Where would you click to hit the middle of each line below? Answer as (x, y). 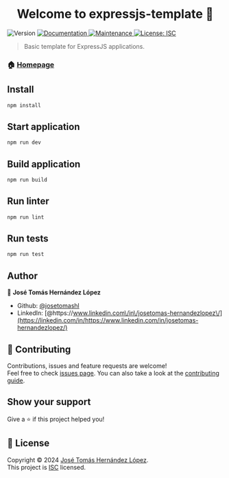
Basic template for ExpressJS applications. (84, 46)
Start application (44, 127)
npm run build (27, 180)
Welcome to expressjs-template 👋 (115, 14)
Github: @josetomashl (48, 306)
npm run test (26, 254)
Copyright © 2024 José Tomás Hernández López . (78, 459)
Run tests (28, 239)
